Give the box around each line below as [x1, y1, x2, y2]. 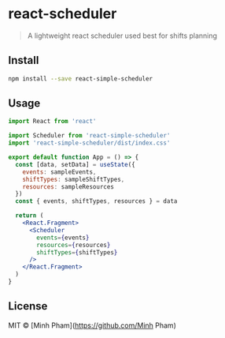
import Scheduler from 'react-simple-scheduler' [8, 132, 171, 140]
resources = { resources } [36, 241, 111, 249]
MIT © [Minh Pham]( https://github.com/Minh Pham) [8, 321, 177, 330]
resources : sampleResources [22, 182, 114, 190]
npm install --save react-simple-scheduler [8, 74, 153, 83]
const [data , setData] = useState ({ [15, 160, 135, 168]
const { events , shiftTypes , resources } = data [15, 197, 178, 205]
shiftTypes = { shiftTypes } [36, 248, 118, 257]
